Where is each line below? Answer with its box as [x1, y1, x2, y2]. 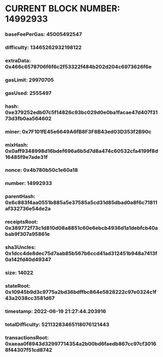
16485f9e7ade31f [5, 153, 48, 160]
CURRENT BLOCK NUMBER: [5, 3, 120, 14]
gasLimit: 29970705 [5, 76, 54, 83]
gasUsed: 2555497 [5, 89, 52, 96]
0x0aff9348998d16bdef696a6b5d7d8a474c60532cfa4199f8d [5, 148, 158, 154]
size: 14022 [5, 269, 33, 276]
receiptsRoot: [5, 219, 38, 226]
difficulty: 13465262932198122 [5, 44, 82, 51]
